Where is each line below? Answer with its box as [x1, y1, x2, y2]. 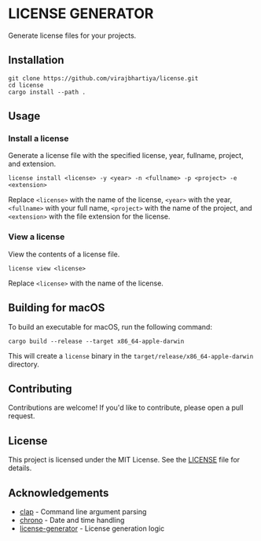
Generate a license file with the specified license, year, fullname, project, [8, 151, 244, 160]
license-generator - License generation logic [19, 524, 165, 533]
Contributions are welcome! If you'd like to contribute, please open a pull [8, 403, 244, 413]
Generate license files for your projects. [8, 31, 137, 40]
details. [8, 463, 32, 473]
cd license [8, 81, 44, 89]
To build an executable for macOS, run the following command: [8, 322, 212, 331]
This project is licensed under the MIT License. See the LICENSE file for [8, 455, 241, 465]
